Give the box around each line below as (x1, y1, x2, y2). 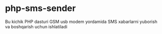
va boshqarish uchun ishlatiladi (5, 23, 67, 29)
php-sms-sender (5, 3, 76, 14)
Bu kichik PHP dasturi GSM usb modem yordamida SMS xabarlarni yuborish (5, 19, 158, 24)
